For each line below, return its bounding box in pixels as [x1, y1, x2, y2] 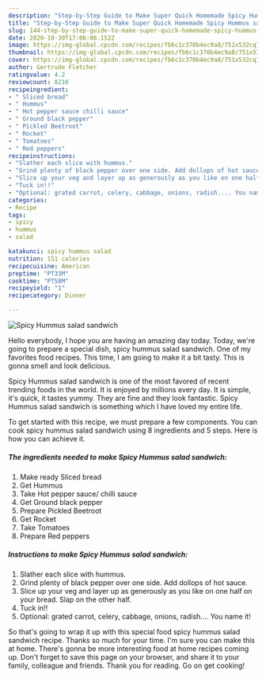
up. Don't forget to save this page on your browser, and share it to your [8, 652, 240, 661]
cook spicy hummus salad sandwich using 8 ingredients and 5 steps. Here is [8, 426, 258, 435]
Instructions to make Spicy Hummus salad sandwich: [8, 549, 188, 559]
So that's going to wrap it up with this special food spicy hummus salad [8, 626, 241, 636]
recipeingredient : [8, 85, 69, 94]
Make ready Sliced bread [19, 472, 102, 481]
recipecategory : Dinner [8, 291, 87, 300]
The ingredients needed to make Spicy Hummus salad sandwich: [8, 452, 227, 461]
